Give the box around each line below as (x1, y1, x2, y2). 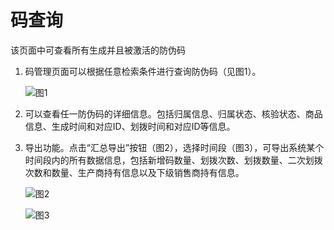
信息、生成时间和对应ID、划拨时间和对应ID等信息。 (24, 120, 236, 132)
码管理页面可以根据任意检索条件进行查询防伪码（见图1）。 (24, 65, 262, 77)
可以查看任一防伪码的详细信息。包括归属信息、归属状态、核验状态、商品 (24, 107, 323, 120)
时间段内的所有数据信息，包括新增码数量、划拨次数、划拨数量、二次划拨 (24, 154, 323, 166)
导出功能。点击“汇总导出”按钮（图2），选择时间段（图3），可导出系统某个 (24, 141, 325, 153)
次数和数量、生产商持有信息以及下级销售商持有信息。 (24, 166, 245, 178)
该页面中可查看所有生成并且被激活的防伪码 (10, 44, 186, 56)
